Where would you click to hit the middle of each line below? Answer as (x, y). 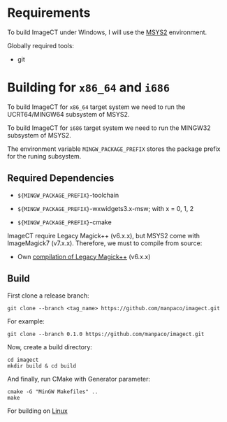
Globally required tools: (41, 45)
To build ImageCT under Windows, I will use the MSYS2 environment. (107, 32)
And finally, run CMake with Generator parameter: (79, 379)
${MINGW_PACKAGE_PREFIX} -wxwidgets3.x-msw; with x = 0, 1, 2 (105, 208)
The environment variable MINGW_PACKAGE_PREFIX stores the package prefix (114, 149)
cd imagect (23, 360)
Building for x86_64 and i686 (88, 88)
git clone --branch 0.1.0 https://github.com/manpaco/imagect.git (106, 334)
